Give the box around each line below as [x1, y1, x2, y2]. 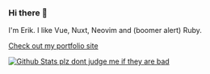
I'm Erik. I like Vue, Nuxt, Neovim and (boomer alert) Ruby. [8, 26, 202, 35]
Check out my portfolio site [8, 41, 99, 51]
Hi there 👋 [8, 7, 48, 18]
